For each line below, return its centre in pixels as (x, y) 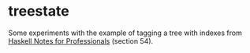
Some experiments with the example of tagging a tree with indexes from (125, 33)
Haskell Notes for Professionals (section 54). (81, 41)
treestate (39, 11)
